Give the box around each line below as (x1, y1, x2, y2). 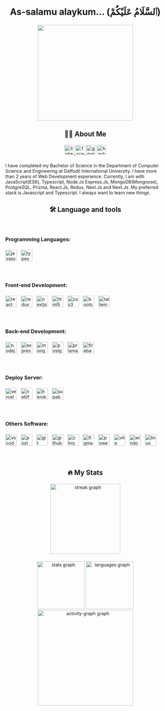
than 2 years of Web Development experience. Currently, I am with (5, 173, 145, 179)
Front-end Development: (5, 282, 68, 289)
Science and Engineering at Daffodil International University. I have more (5, 168, 157, 174)
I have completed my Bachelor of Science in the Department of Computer (5, 163, 159, 169)
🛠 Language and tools (49, 205, 122, 214)
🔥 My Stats (68, 468, 103, 477)
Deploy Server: (5, 374, 43, 381)
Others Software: (5, 420, 49, 427)
